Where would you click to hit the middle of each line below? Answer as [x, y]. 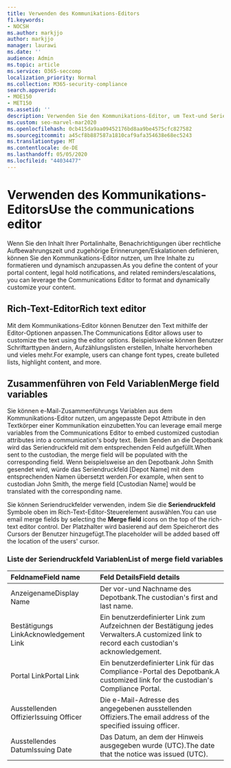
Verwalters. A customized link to [151, 634]
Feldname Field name [45, 577]
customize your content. [42, 287]
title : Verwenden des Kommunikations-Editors [73, 13]
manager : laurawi [32, 45]
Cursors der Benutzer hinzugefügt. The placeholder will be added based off [113, 534]
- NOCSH [18, 26]
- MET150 [20, 103]
